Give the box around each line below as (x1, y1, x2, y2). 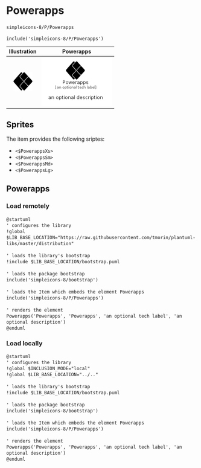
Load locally (6, 339, 43, 347)
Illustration (8, 48, 37, 55)
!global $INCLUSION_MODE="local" (6, 365, 91, 371)
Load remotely (6, 202, 50, 210)
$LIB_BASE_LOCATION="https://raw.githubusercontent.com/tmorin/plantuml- (6, 234, 196, 240)
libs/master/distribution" (6, 240, 74, 246)
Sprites (6, 119, 34, 130)
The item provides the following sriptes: (6, 135, 105, 143)
